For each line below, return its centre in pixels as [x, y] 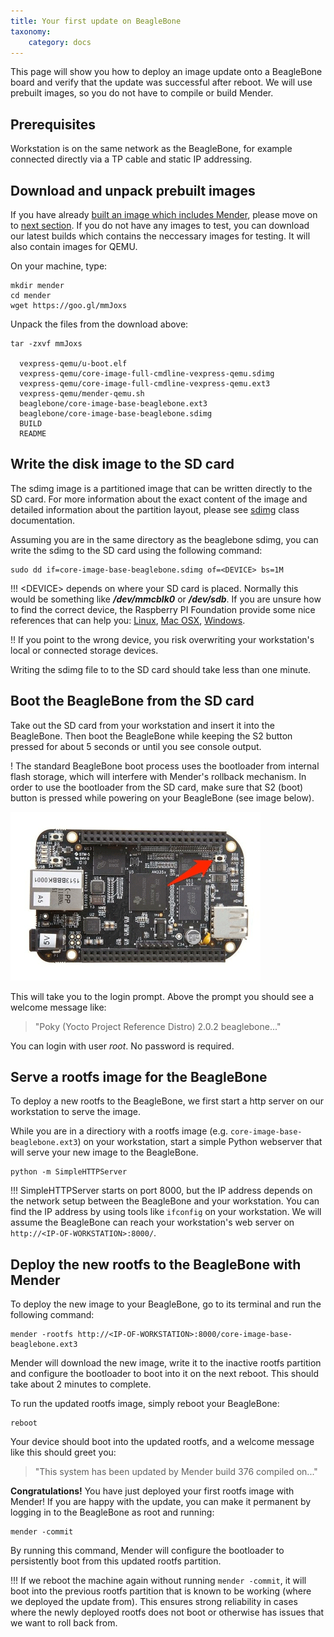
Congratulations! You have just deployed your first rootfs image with [152, 1491]
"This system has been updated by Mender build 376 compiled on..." [176, 1472]
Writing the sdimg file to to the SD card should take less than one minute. [161, 669]
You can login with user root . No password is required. [122, 1046]
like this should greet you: [63, 1452]
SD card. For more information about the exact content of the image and [159, 499]
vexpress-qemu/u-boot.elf [73, 364]
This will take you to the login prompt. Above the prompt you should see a [162, 996]
